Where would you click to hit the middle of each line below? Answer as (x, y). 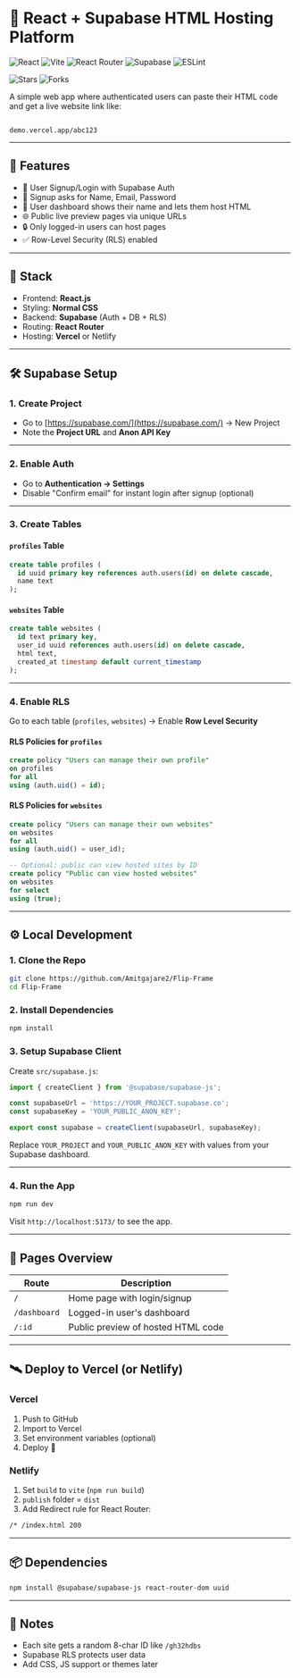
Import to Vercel (52, 1428)
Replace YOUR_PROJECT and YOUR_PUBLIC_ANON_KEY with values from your (139, 1145)
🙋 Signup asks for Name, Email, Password (99, 197)
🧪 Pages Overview (61, 1258)
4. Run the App (42, 1186)
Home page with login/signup (130, 1298)
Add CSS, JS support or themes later (90, 1665)
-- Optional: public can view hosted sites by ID (104, 866)
